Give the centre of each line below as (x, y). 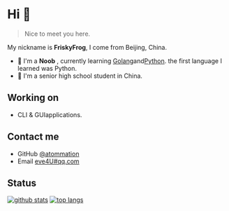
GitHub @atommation (48, 154)
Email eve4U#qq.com (48, 161)
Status (22, 183)
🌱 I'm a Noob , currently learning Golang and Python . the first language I (119, 61)
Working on (33, 98)
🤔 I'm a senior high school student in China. (80, 76)
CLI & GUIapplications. (50, 114)
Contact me (33, 137)
